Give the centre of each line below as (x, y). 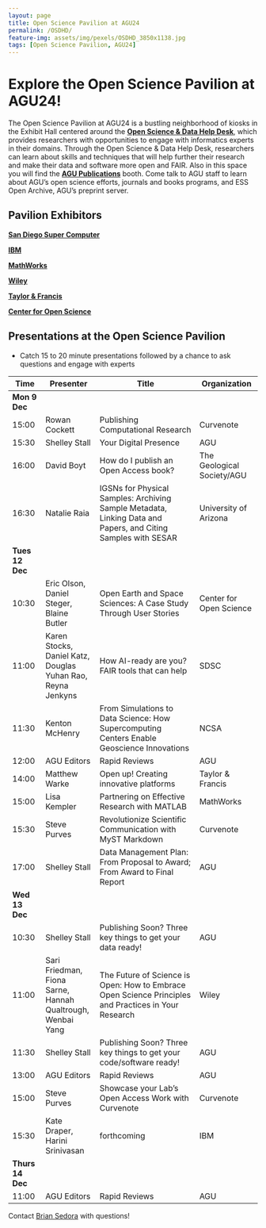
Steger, (59, 603)
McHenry (63, 733)
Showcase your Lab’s (139, 1088)
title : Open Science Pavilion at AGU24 (74, 23)
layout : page (30, 15)
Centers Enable (128, 738)
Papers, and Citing (134, 528)
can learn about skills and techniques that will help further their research (127, 157)
